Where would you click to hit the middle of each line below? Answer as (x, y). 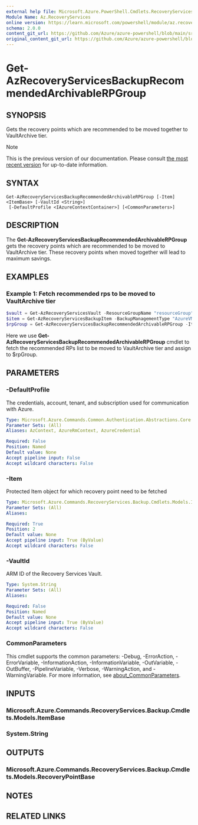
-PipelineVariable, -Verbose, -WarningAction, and (92, 669)
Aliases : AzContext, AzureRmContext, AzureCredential (74, 431)
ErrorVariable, (23, 663)
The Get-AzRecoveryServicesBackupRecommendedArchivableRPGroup (97, 239)
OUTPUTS (25, 753)
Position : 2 (21, 529)
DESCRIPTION (32, 225)
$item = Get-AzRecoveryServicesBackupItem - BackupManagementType (88, 319)
